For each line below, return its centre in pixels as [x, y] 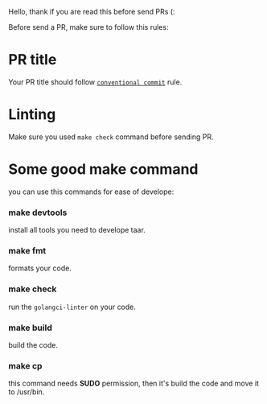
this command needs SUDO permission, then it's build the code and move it [134, 383]
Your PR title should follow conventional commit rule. [95, 82]
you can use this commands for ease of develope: [91, 192]
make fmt [27, 251]
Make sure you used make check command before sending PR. [111, 137]
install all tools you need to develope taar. [77, 230]
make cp [25, 365]
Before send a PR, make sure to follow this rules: [88, 27]
